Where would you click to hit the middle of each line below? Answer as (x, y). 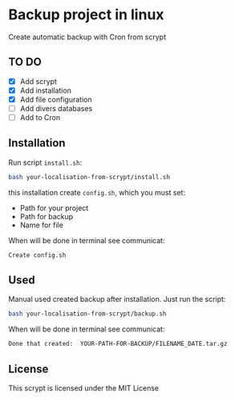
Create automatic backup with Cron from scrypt (87, 37)
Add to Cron (40, 117)
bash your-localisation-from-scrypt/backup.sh (87, 314)
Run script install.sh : (45, 162)
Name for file (42, 225)
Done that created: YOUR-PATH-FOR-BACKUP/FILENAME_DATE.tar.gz (118, 344)
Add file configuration (56, 99)
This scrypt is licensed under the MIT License (83, 388)
